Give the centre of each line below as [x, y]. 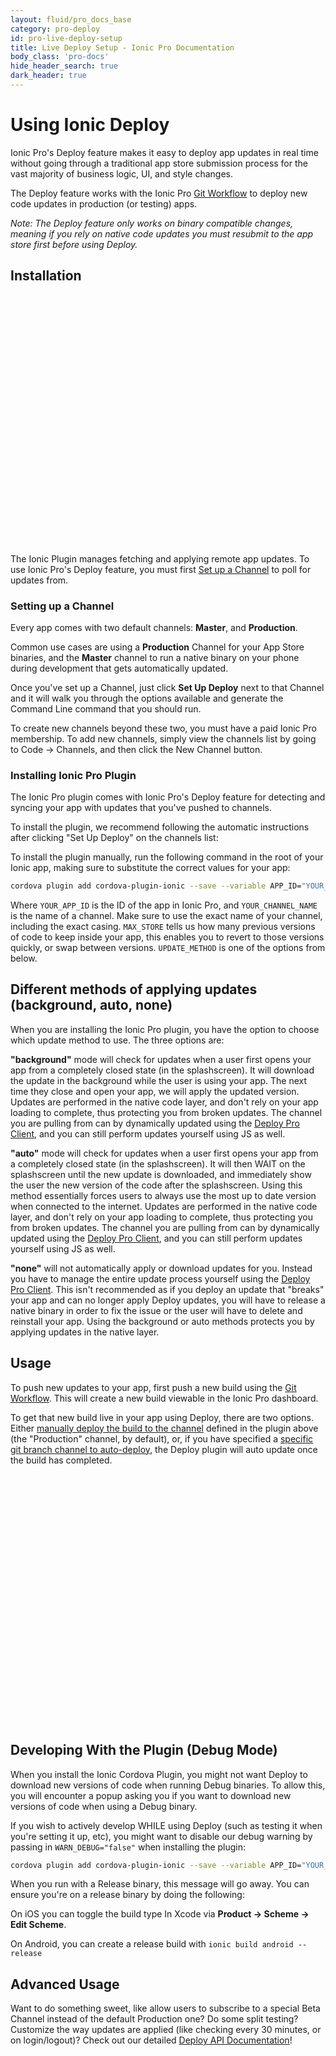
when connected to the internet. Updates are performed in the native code [164, 1206]
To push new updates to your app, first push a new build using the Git [153, 1387]
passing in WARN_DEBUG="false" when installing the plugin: [128, 1847]
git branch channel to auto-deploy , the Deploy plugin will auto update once [164, 1449]
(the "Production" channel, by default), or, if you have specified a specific [162, 1438]
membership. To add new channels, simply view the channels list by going [163, 738]
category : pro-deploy [55, 29]
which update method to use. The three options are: [117, 1040]
